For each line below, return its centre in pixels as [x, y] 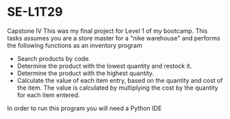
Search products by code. [54, 58]
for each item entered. [48, 95]
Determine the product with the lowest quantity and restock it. [104, 66]
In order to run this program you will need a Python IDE [85, 108]
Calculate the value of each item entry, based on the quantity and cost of [120, 80]
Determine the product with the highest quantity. [85, 73]
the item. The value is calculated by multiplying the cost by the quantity [117, 88]
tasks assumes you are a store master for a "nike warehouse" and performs [114, 38]
